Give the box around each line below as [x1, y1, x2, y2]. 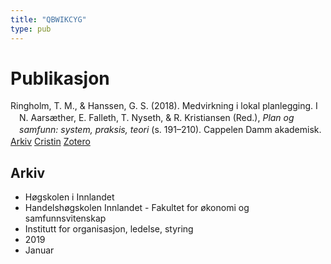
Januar [24, 244, 55, 256]
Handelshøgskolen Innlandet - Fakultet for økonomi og [24, 201, 250, 213]
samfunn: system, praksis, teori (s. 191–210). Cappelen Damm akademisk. [19, 124, 322, 136]
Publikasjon [10, 67, 110, 90]
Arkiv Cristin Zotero [10, 136, 91, 148]
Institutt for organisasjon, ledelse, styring [24, 222, 194, 235]
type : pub [10, 24, 52, 34]
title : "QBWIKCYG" [10, 14, 87, 25]
